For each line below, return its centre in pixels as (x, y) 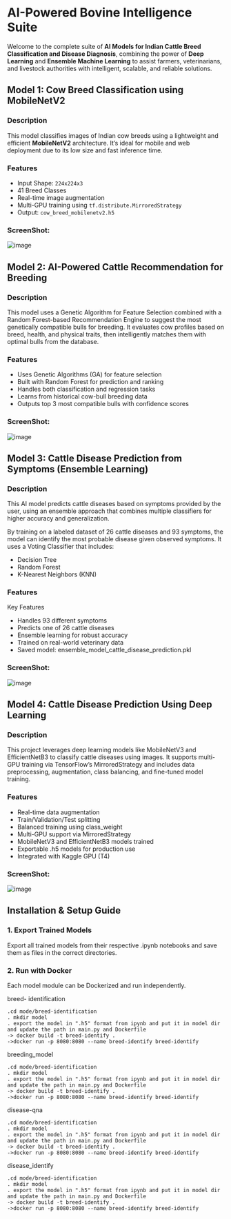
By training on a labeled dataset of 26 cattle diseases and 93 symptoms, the (115, 532)
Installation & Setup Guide (64, 910)
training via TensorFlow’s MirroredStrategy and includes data (108, 765)
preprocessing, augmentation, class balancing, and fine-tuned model (105, 772)
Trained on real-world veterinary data (70, 643)
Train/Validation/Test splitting (59, 819)
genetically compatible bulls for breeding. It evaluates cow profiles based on (115, 327)
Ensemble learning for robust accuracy (72, 635)
